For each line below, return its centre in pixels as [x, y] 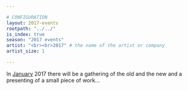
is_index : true [26, 34]
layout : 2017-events [33, 23]
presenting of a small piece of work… [53, 80]
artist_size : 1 [26, 51]
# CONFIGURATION [27, 17]
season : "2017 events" [35, 40]
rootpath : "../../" [31, 29]
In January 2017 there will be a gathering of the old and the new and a [94, 74]
